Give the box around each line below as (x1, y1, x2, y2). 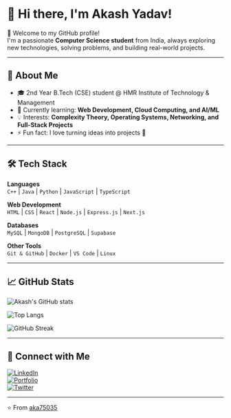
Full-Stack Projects (16, 120, 74, 129)
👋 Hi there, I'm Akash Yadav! (7, 6, 173, 22)
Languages (7, 180, 40, 188)
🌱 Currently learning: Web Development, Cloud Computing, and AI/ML (16, 106, 220, 114)
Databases (7, 221, 39, 229)
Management (16, 98, 55, 106)
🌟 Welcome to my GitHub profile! (7, 29, 100, 37)
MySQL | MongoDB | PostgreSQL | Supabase (7, 228, 116, 236)
